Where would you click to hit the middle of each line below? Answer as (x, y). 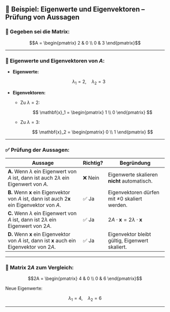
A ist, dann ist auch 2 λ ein (39, 178)
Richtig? (93, 163)
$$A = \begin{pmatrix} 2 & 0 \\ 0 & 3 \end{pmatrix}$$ (85, 43)
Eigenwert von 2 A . (30, 226)
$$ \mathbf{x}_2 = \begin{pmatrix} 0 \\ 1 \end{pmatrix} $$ (93, 132)
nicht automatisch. (130, 181)
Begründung (135, 163)
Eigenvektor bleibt (130, 234)
